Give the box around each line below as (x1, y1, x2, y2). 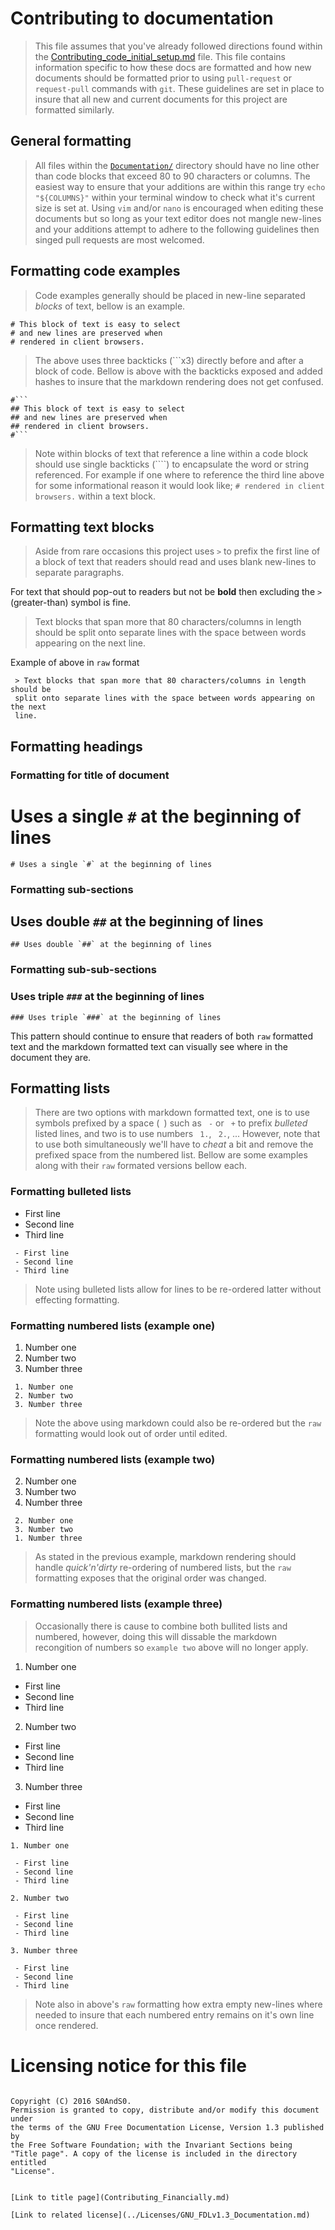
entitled (10, 2157, 47, 2167)
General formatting (10, 133, 132, 150)
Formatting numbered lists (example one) (10, 1318, 216, 1332)
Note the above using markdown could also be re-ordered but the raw (34, 1417, 322, 1429)
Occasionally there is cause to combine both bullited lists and (34, 1620, 288, 1632)
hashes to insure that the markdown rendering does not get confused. (34, 375, 324, 387)
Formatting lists (10, 1080, 111, 1097)
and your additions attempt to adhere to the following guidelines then (34, 223, 320, 235)
